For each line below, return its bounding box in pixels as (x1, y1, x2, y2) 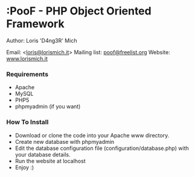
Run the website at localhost (14, 157, 86, 164)
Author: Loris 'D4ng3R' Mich (6, 37, 77, 44)
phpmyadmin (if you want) (14, 103, 81, 110)
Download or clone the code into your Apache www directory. (14, 131, 170, 139)
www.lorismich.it (6, 55, 48, 62)
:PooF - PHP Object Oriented (6, 4, 152, 18)
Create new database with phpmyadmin (14, 138, 115, 145)
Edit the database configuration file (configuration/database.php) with (14, 144, 189, 152)
